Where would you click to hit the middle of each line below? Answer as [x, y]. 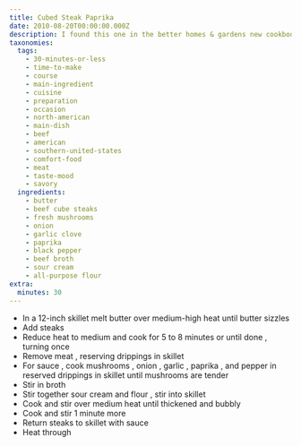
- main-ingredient [60, 84]
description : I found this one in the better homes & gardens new [136, 34]
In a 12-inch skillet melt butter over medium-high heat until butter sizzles [155, 318]
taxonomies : [31, 43]
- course [42, 76]
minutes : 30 [40, 292]
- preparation [52, 101]
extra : [21, 284]
